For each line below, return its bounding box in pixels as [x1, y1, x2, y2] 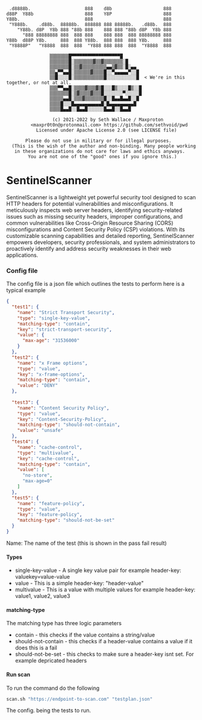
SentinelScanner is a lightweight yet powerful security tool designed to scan [6, 193, 197, 201]
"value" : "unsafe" [17, 428, 64, 434]
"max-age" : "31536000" [22, 338, 80, 344]
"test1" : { [11, 304, 39, 310]
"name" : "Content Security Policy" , [17, 405, 110, 411]
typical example [6, 287, 46, 294]
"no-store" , [22, 472, 53, 478]
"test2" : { [11, 354, 39, 361]
